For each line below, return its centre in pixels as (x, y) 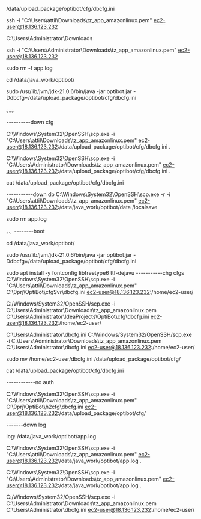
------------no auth (30, 382)
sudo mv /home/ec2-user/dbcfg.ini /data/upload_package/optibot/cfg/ (94, 359)
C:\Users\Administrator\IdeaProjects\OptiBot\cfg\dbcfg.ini (78, 316)
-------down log (26, 425)
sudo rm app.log (26, 219)
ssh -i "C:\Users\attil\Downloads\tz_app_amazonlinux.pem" (79, 20)
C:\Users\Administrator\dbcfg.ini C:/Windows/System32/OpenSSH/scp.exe (99, 334)
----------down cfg (30, 122)
